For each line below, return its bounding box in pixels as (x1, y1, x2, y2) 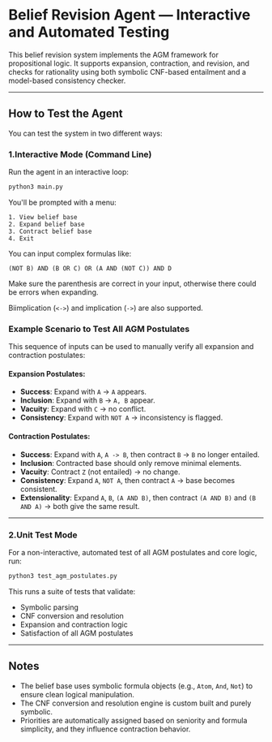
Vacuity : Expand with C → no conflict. (19, 404, 147, 414)
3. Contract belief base (8, 227, 92, 235)
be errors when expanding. (8, 287, 99, 297)
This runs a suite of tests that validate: (8, 586, 136, 596)
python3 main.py (8, 183, 63, 192)
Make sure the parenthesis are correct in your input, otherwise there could (8, 278, 257, 288)
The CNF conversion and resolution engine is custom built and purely (19, 698, 252, 708)
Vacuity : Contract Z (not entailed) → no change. (19, 467, 181, 477)
